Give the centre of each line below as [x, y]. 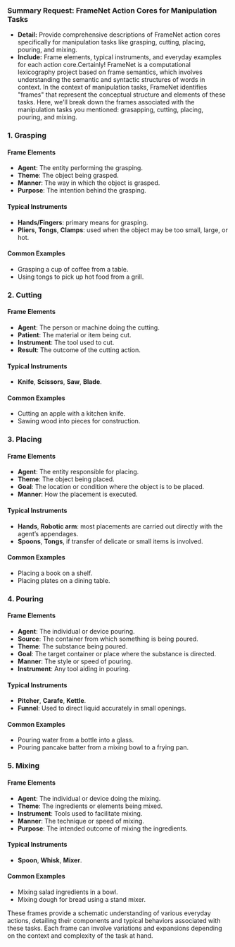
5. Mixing [24, 766]
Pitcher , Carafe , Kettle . [52, 701]
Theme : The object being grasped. [68, 176]
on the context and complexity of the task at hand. [80, 935]
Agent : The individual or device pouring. [76, 632]
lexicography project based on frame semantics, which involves [110, 72]
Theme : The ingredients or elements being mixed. [90, 806]
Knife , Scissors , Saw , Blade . [59, 382]
